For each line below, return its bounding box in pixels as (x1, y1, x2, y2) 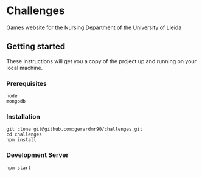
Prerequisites (6, 79, 47, 88)
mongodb (6, 99, 26, 105)
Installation (6, 112, 41, 120)
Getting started (6, 41, 66, 52)
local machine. (6, 64, 43, 71)
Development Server (6, 151, 69, 159)
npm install (6, 137, 37, 143)
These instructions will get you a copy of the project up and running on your (6, 57, 197, 64)
